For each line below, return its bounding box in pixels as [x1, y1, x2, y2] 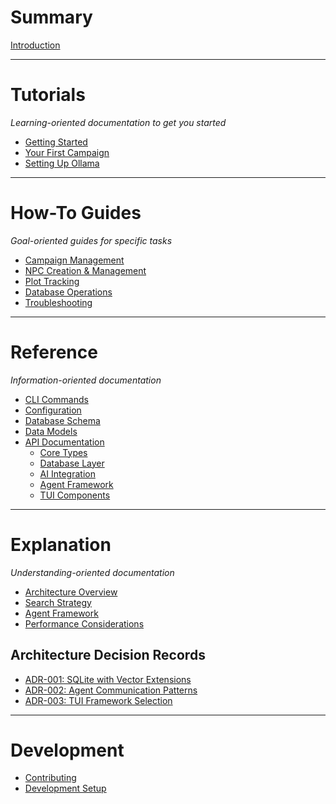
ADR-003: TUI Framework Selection [24, 694, 173, 706]
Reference [10, 341, 98, 363]
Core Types [39, 446, 88, 458]
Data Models [24, 425, 78, 437]
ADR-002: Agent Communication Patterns [24, 684, 198, 696]
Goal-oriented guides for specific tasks [10, 234, 173, 246]
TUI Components [39, 489, 111, 501]
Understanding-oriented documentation [10, 566, 175, 578]
